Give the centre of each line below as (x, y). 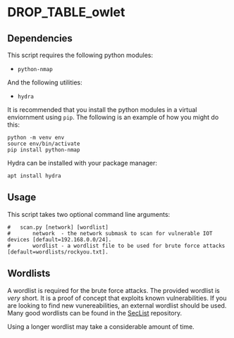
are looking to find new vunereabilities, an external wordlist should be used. (117, 305)
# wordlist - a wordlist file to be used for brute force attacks (116, 246)
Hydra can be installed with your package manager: (82, 163)
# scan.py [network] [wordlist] (58, 227)
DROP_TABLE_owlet (66, 12)
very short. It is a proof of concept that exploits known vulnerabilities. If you (117, 298)
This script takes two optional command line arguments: (89, 214)
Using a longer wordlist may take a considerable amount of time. (101, 326)
